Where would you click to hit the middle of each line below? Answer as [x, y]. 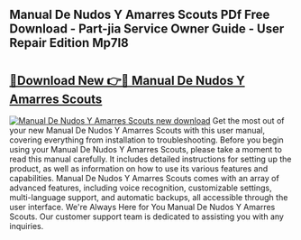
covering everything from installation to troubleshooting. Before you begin [146, 140]
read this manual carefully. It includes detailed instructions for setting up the [150, 159]
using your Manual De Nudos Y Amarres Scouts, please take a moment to [146, 149]
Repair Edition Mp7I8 [69, 43]
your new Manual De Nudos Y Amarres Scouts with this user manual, [137, 130]
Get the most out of [248, 120]
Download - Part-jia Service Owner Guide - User [147, 29]
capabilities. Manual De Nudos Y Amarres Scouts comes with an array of [144, 178]
